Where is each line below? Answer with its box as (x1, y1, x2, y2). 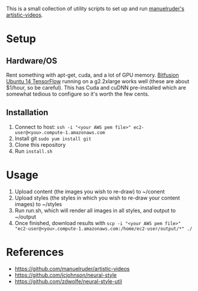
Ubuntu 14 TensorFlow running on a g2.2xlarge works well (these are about (6, 78, 190, 85)
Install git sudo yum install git (14, 135, 92, 142)
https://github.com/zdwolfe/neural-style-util (14, 277, 122, 284)
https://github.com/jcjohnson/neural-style (14, 271, 117, 279)
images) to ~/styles (14, 200, 62, 207)
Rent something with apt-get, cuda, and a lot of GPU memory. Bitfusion (6, 71, 179, 78)
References (6, 245, 64, 259)
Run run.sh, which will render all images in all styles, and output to (14, 207, 176, 214)
